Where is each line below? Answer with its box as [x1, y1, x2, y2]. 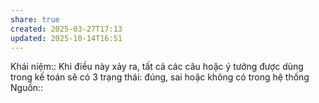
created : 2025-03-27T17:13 [10, 24, 123, 34]
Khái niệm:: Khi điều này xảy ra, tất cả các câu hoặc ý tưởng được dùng [10, 61, 304, 73]
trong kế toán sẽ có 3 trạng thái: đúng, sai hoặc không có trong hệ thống [10, 71, 310, 83]
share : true [10, 14, 60, 25]
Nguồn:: [10, 82, 44, 94]
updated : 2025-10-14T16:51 [10, 33, 123, 43]
